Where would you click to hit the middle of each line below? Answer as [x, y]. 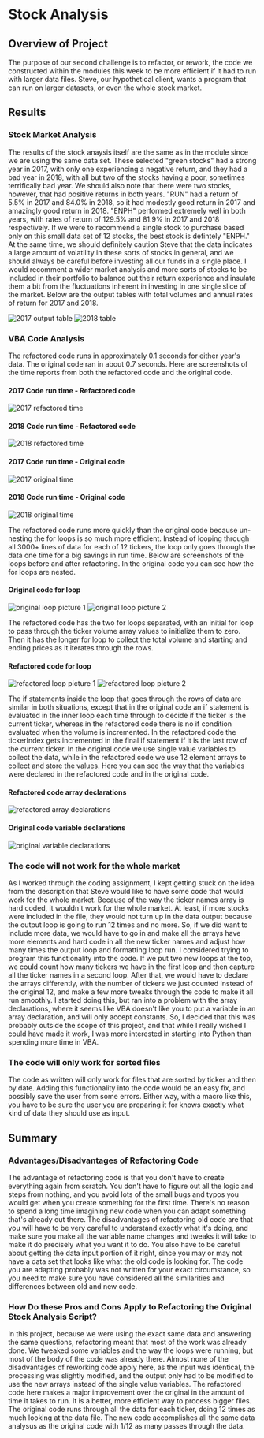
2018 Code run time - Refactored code [72, 426]
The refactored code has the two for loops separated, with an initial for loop [131, 623]
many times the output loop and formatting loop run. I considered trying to [128, 950]
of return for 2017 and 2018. [53, 303]
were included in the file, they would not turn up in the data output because [130, 916]
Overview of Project [58, 44]
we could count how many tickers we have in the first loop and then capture [131, 967]
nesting [20, 538]
